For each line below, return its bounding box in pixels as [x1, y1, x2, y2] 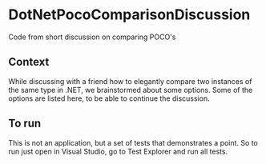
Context [8, 55, 50, 69]
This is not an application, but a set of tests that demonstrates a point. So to [8, 138, 258, 147]
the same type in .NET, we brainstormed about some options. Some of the [8, 85, 253, 94]
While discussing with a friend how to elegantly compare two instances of [8, 76, 252, 86]
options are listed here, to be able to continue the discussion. [8, 94, 210, 103]
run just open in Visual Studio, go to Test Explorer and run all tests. [8, 146, 228, 156]
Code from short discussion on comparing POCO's [8, 32, 176, 42]
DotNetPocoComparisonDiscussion [8, 6, 251, 24]
